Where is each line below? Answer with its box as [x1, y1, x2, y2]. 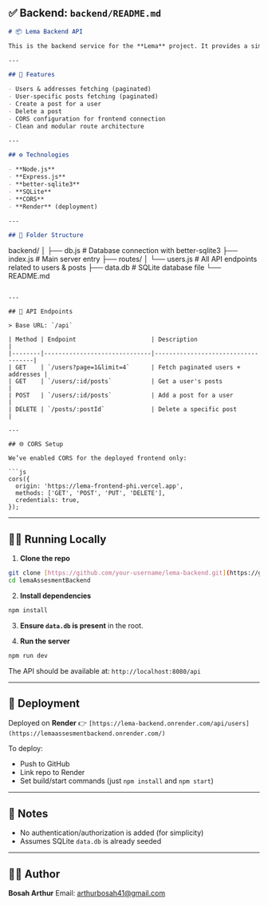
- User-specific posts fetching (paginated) [8, 93, 159, 101]
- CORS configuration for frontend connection [8, 115, 166, 123]
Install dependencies [19, 591, 92, 600]
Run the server [19, 636, 70, 646]
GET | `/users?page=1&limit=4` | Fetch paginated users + [15, 363, 241, 372]
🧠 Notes [8, 806, 49, 821]
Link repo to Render [19, 768, 85, 777]
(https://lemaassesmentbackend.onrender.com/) [8, 730, 166, 738]
